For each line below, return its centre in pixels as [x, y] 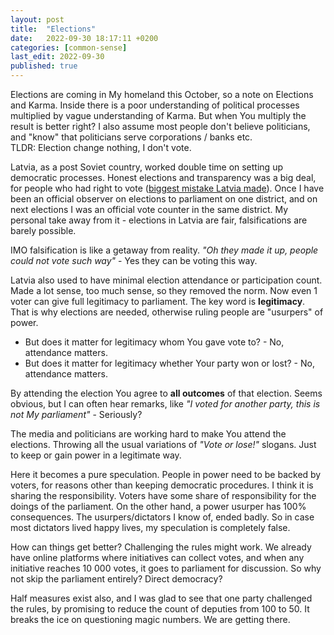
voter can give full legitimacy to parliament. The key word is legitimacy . [158, 301]
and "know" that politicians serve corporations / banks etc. [131, 137]
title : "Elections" [53, 29]
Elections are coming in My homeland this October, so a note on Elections [162, 94]
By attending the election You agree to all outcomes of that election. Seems [166, 393]
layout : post [37, 19]
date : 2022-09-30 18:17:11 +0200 [84, 38]
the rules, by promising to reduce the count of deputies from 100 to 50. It [160, 609]
